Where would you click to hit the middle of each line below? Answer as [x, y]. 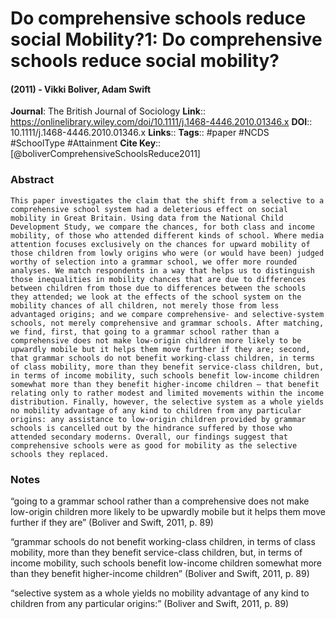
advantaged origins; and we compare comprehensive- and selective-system [167, 314]
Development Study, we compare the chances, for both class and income [162, 227]
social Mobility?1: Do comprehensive [166, 39]
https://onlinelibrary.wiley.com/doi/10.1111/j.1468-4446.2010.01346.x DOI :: [161, 122]
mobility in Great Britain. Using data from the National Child [147, 218]
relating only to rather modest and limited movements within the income [167, 393]
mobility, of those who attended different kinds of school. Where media [167, 235]
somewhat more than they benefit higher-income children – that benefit [165, 384]
